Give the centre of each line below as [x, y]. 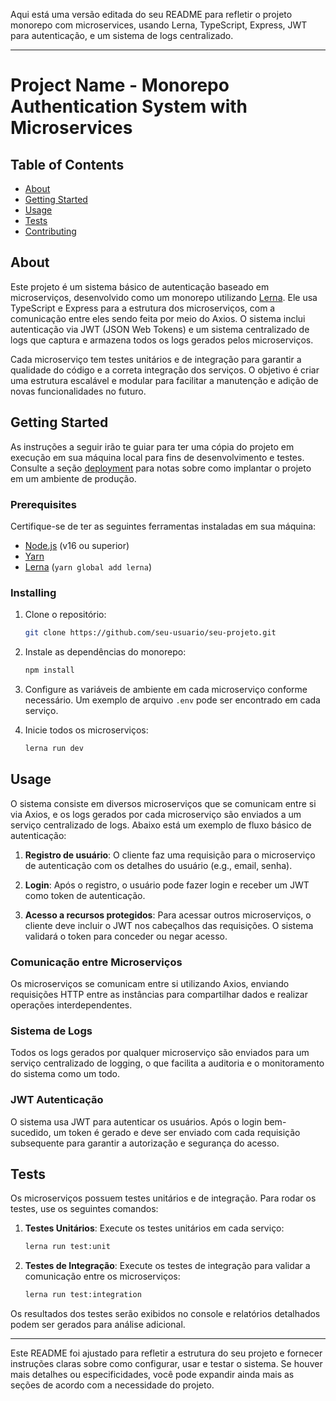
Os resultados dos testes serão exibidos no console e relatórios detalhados [165, 1314]
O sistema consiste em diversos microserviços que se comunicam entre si [163, 803]
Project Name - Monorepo [120, 85]
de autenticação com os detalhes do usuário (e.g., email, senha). [158, 865]
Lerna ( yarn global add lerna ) [88, 566]
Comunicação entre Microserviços [96, 962]
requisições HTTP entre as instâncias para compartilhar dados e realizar [159, 994]
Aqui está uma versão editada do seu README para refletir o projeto [151, 14]
